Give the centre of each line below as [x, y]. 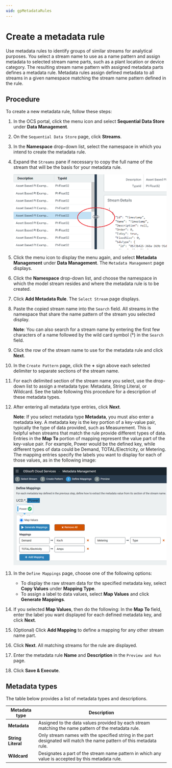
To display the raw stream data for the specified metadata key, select [93, 583]
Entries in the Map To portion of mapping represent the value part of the [89, 438]
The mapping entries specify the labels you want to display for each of [88, 454]
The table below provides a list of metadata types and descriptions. [77, 699]
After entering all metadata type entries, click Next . [67, 407]
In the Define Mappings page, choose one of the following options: [82, 573]
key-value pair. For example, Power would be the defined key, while [84, 444]
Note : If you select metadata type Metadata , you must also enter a [83, 417]
